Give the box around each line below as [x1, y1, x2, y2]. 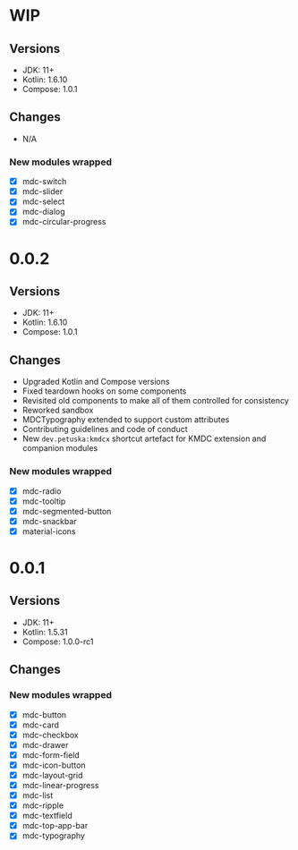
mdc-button [21, 709, 67, 720]
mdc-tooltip [21, 496, 66, 506]
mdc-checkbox [21, 729, 79, 740]
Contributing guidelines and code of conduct [21, 424, 188, 435]
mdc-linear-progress [21, 779, 99, 790]
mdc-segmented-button [21, 506, 112, 516]
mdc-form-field [21, 749, 81, 761]
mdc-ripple [21, 800, 64, 811]
